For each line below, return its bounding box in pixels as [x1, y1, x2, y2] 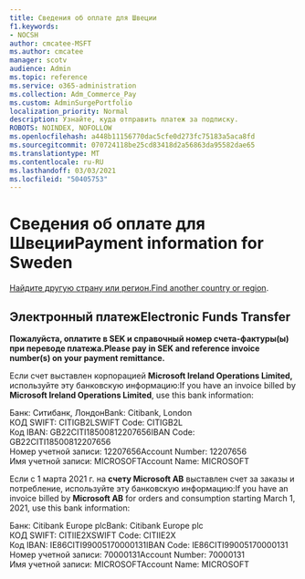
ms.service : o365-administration [9, 81, 137, 90]
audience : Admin [9, 65, 71, 74]
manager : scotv [9, 56, 68, 65]
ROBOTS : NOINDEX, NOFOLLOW [9, 124, 112, 133]
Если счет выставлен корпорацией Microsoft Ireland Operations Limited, [9, 370, 294, 381]
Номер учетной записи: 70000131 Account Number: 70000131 [9, 549, 245, 560]
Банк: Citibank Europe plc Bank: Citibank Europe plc [9, 521, 204, 531]
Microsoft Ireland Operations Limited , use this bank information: [9, 389, 254, 400]
